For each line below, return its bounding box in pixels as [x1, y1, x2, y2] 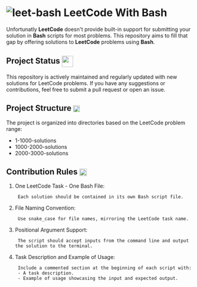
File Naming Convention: [14, 204, 76, 211]
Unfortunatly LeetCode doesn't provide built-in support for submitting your [6, 26, 191, 33]
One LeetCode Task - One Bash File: [14, 182, 105, 190]
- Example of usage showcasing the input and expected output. [17, 276, 178, 282]
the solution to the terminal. [14, 243, 93, 249]
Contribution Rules [6, 167, 78, 177]
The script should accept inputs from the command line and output [17, 238, 189, 244]
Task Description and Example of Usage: [14, 254, 115, 261]
